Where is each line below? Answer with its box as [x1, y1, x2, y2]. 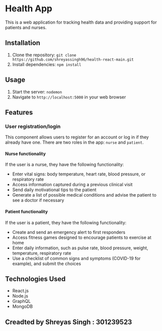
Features [5, 108, 33, 116]
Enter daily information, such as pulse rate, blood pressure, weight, [12, 245, 149, 251]
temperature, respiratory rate [12, 250, 71, 256]
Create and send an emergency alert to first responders [12, 229, 126, 235]
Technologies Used [5, 275, 65, 283]
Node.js [12, 293, 29, 299]
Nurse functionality [5, 151, 46, 157]
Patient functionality [5, 209, 48, 215]
